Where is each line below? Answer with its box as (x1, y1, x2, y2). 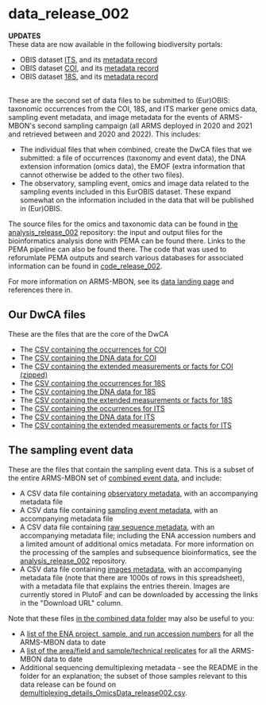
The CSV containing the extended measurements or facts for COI (19, 361, 233, 371)
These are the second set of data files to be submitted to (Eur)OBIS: (8, 95, 230, 105)
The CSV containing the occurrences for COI (19, 345, 167, 354)
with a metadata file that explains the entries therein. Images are (19, 581, 230, 591)
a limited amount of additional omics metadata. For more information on (19, 539, 254, 549)
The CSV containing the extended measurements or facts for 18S (19, 395, 233, 405)
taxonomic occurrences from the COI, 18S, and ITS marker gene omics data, (8, 104, 258, 114)
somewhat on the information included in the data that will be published (19, 195, 254, 205)
